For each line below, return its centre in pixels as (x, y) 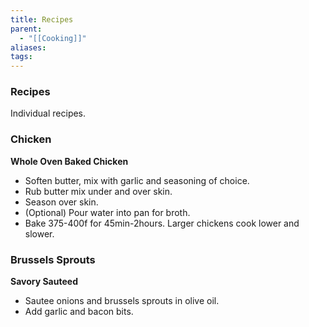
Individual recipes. (48, 113)
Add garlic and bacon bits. (79, 312)
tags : (21, 57)
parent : (26, 29)
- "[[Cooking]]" (53, 38)
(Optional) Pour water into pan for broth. (107, 212)
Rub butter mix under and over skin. (98, 191)
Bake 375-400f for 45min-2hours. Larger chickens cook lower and (162, 223)
